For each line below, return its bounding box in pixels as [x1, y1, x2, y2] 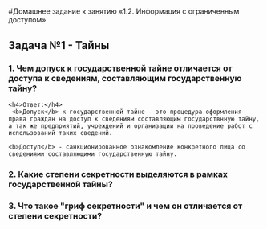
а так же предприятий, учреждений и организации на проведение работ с [8, 121, 253, 130]
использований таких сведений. [8, 129, 113, 137]
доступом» [8, 15, 47, 25]
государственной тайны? [8, 178, 114, 190]
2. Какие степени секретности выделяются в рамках [8, 168, 229, 179]
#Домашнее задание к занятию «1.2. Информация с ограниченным [8, 6, 240, 16]
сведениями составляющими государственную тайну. [8, 149, 178, 158]
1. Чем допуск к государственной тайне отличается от [8, 63, 233, 74]
